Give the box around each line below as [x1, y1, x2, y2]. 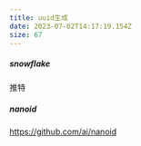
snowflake [9, 58, 51, 69]
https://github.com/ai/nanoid [9, 126, 117, 137]
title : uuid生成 [9, 13, 68, 23]
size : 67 [9, 30, 43, 39]
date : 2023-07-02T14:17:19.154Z [9, 22, 132, 31]
